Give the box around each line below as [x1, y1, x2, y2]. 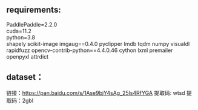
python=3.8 [6, 33, 35, 41]
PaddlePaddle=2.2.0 [6, 21, 58, 28]
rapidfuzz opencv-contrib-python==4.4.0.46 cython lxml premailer [6, 47, 173, 54]
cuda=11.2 [6, 27, 31, 34]
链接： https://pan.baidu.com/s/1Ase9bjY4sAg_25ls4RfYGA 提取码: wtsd [6, 89, 186, 96]
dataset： [6, 72, 44, 82]
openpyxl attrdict [6, 53, 49, 60]
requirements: [6, 5, 62, 15]
